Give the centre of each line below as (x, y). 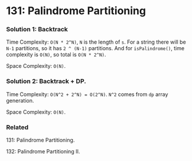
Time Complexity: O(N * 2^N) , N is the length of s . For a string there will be (96, 42)
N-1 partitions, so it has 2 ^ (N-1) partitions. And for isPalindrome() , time (95, 48)
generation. (20, 100)
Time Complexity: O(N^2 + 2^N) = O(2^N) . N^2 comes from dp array (87, 94)
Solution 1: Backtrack (37, 29)
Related (17, 127)
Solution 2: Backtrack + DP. (46, 81)
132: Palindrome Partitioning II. (43, 152)
